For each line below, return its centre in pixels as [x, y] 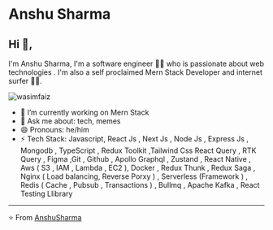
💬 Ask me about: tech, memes [70, 121]
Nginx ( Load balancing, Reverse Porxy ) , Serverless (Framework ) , [134, 176]
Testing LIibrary [46, 193]
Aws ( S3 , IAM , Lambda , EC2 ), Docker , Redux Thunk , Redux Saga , [138, 168]
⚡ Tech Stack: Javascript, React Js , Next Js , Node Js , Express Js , [134, 139]
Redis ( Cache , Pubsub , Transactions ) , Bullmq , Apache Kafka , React [140, 185]
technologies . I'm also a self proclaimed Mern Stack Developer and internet [135, 72]
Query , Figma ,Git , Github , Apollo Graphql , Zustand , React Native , [136, 159]
